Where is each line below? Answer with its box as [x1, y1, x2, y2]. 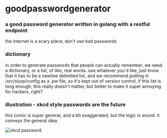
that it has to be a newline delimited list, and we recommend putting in [5, 73, 149, 79]
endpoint [5, 27, 28, 34]
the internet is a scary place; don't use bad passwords [5, 38, 117, 44]
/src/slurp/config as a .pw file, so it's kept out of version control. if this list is [5, 78, 161, 84]
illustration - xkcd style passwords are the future [5, 101, 126, 108]
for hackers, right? [5, 88, 43, 95]
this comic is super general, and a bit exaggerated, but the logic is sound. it [5, 113, 160, 119]
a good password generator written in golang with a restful [5, 21, 151, 28]
